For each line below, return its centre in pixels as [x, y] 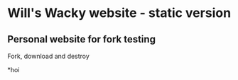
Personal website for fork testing [82, 39]
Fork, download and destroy [49, 56]
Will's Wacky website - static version [119, 13]
